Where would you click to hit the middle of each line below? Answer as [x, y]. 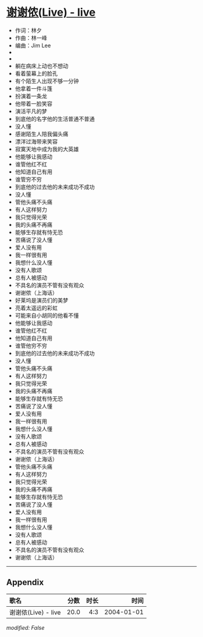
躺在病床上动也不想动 [41, 66]
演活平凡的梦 [31, 111]
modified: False [26, 627]
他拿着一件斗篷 [34, 88]
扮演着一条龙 [31, 96]
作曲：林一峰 [31, 38]
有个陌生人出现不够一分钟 [47, 81]
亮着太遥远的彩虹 [36, 308]
